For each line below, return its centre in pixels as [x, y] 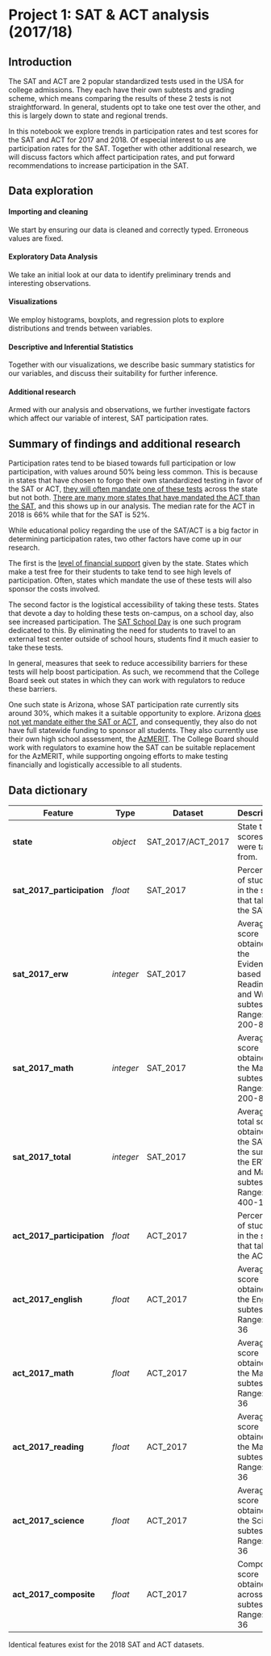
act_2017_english [48, 1300]
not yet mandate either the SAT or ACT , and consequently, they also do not [133, 722]
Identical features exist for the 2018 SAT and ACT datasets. [106, 1645]
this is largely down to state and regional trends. [88, 116]
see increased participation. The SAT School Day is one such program [125, 622]
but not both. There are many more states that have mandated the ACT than [134, 498]
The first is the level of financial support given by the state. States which [128, 563]
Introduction [40, 62]
